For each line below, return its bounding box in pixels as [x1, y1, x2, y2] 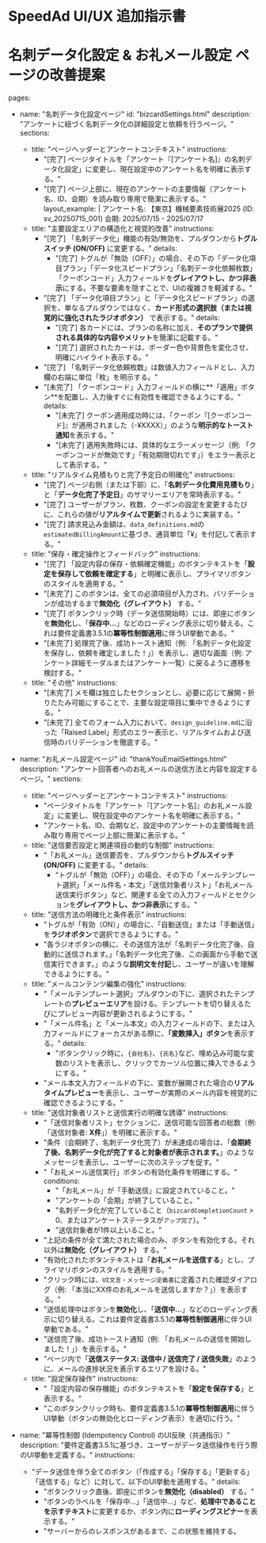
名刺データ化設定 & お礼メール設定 [8, 47, 233, 64]
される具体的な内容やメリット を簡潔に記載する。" [55, 333, 218, 342]
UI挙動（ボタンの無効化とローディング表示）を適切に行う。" [43, 1414, 241, 1423]
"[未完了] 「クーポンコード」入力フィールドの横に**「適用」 [43, 382, 241, 392]
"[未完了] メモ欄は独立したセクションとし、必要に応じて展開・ [43, 688, 249, 697]
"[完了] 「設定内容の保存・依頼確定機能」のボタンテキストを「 [43, 560, 248, 569]
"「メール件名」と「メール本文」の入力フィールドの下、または [43, 1019, 248, 1029]
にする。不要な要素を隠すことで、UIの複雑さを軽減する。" [62, 283, 253, 293]
